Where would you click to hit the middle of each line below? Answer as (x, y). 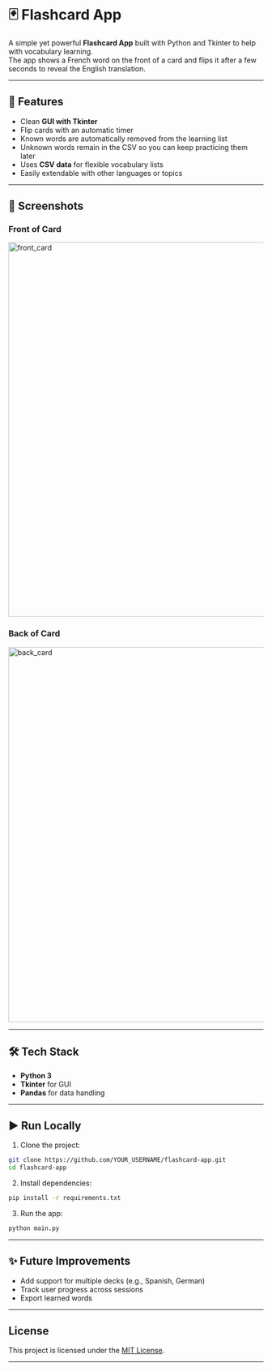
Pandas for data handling (62, 1093)
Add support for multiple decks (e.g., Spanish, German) (113, 1280)
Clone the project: (50, 1145)
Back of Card (34, 634)
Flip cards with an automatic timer (76, 130)
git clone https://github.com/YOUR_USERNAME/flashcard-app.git (117, 1160)
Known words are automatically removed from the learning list (124, 139)
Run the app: (41, 1213)
